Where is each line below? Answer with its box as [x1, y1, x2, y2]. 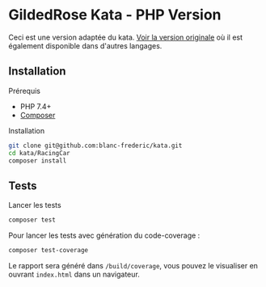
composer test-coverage [8, 247, 89, 255]
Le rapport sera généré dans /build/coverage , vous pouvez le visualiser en [8, 260, 259, 270]
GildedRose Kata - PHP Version [8, 6, 222, 24]
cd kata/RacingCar [8, 149, 70, 157]
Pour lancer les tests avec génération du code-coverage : [8, 230, 201, 240]
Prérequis [8, 86, 40, 95]
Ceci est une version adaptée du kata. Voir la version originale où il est [8, 32, 243, 42]
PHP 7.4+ [19, 101, 52, 111]
